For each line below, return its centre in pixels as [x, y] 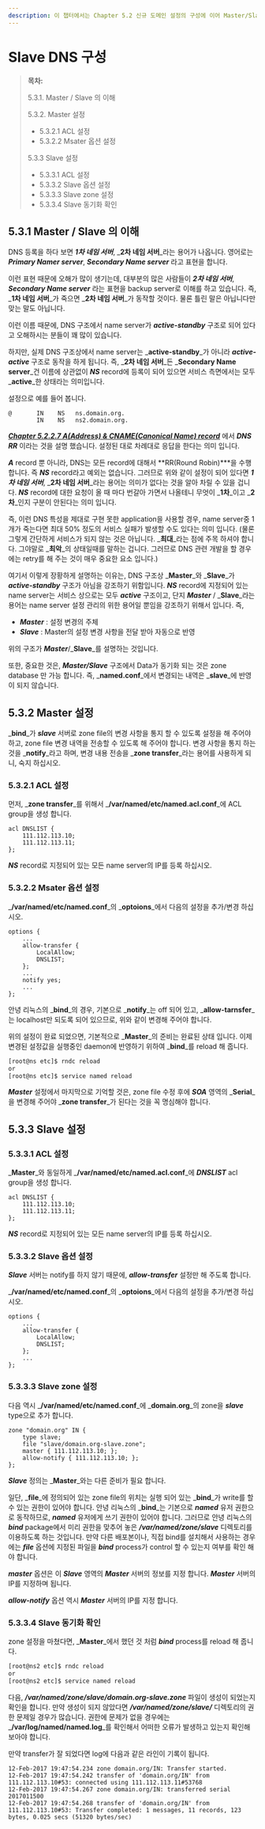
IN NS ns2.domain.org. [82, 420]
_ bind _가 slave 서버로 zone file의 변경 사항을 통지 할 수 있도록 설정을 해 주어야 [130, 734]
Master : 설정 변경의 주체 [59, 622]
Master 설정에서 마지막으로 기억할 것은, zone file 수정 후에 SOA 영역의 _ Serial [130, 1092]
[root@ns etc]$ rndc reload [54, 1061]
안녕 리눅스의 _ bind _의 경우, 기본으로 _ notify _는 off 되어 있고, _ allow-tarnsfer [130, 1009]
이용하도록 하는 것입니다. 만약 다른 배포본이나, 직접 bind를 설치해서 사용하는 [125, 1537]
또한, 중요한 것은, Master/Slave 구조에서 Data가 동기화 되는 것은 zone [118, 666]
